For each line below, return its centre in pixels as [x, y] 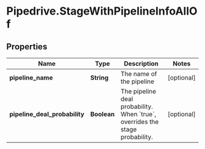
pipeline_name [31, 78]
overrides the [140, 122]
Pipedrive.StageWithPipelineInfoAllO [102, 11]
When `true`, [138, 114]
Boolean [103, 114]
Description [141, 64]
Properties [27, 47]
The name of [139, 74]
